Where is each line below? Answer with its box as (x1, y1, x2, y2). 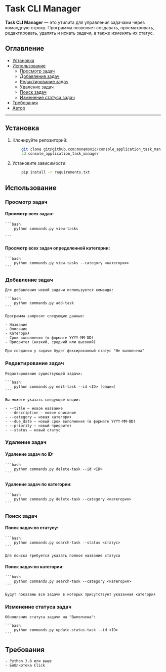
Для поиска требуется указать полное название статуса (5, 553, 121, 558)
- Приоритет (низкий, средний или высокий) (5, 340, 96, 345)
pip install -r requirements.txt (21, 170, 90, 175)
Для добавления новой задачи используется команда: (5, 288, 114, 293)
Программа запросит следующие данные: (5, 313, 85, 319)
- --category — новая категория (5, 415, 72, 420)
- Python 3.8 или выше (5, 659, 52, 664)
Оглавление (5, 44, 44, 53)
